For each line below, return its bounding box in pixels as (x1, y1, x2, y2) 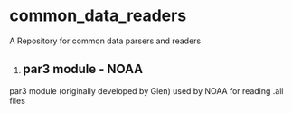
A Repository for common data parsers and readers (9, 35, 202, 46)
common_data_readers (9, 5, 187, 26)
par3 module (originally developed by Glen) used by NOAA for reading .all (9, 85, 284, 96)
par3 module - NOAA (22, 61, 143, 77)
